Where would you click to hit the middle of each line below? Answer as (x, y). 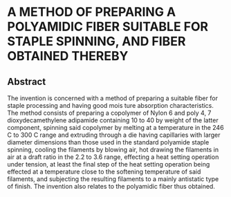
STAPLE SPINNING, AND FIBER (96, 41)
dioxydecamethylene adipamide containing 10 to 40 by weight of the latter (113, 120)
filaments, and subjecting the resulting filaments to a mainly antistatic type (113, 179)
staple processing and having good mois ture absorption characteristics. (111, 105)
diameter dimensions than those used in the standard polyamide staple (108, 142)
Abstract (27, 81)
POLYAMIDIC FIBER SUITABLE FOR (108, 27)
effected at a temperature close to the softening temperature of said (104, 171)
